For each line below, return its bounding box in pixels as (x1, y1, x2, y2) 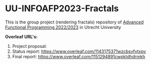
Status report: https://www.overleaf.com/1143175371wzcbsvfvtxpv (12, 48, 146, 54)
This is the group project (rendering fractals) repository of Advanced (5, 19, 144, 25)
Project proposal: (12, 43, 47, 49)
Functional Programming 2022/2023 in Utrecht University (5, 24, 122, 30)
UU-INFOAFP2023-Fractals (5, 3, 119, 14)
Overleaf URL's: (5, 34, 38, 40)
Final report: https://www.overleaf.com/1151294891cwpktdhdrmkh (12, 53, 146, 59)
